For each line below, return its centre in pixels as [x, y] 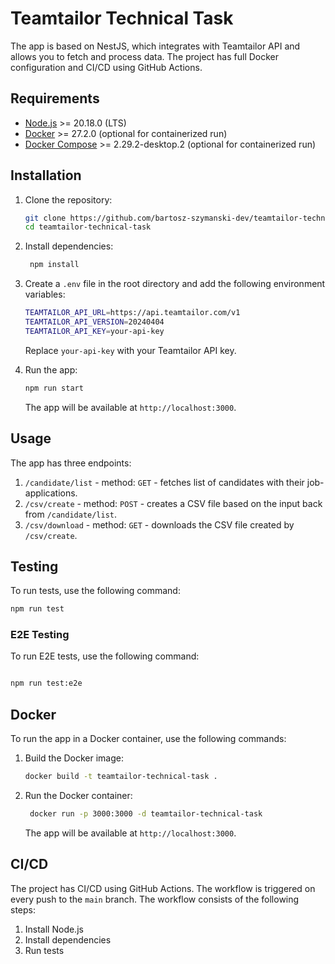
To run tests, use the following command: [95, 591]
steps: [23, 909]
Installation [46, 175]
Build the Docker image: [74, 758]
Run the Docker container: [78, 796]
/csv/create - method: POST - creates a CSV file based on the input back [173, 503]
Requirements [55, 98]
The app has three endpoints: [71, 463]
